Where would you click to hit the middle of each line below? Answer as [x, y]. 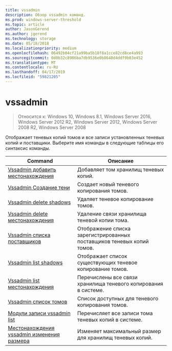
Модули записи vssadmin [39, 313]
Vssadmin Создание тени [39, 187]
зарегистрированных [104, 235]
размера [19, 341]
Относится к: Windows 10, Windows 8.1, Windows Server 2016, [85, 116]
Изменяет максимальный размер [119, 331]
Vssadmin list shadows [35, 262]
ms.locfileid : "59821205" [33, 77]
